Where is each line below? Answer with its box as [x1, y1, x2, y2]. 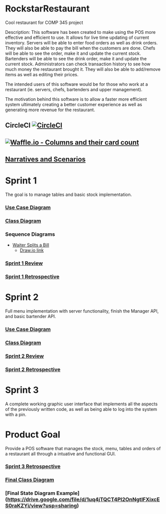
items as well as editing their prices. [5, 71, 79, 77]
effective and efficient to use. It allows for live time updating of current [5, 34, 149, 40]
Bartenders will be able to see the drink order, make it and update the [5, 55, 147, 61]
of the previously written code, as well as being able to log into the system [5, 406, 158, 412]
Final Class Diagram [5, 477, 55, 484]
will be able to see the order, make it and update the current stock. [5, 50, 141, 56]
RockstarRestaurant [5, 3, 90, 14]
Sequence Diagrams [5, 230, 56, 237]
